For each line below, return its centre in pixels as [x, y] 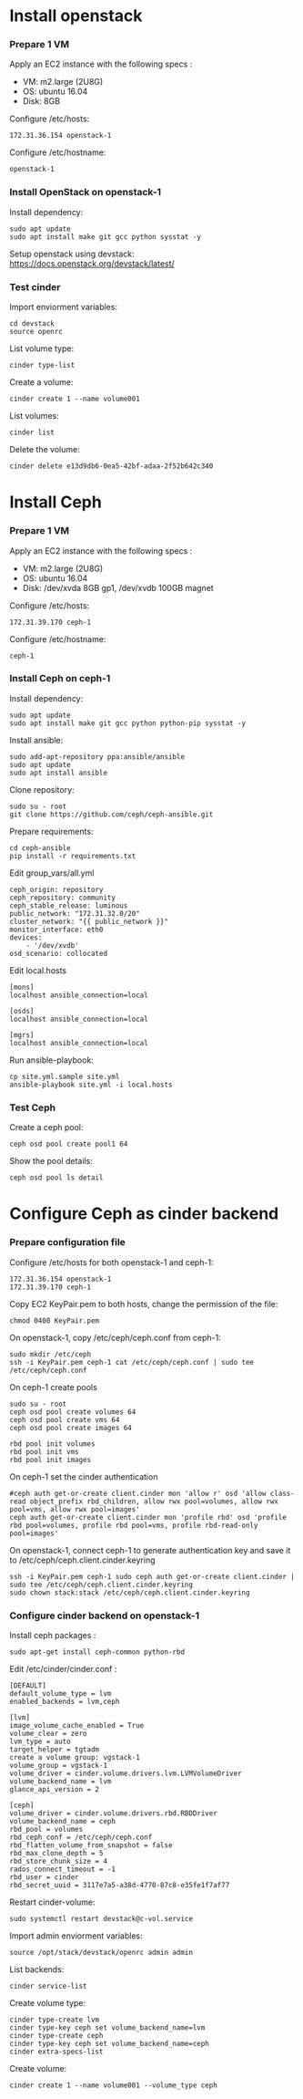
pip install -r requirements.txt [73, 856]
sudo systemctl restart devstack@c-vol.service [101, 1918]
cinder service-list [49, 1986]
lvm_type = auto [40, 1741]
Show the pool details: [51, 1161]
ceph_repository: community [63, 898]
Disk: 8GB [41, 101]
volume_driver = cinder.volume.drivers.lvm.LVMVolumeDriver [126, 1773]
